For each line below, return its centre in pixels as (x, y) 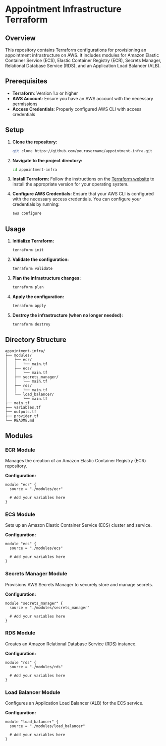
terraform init (28, 250)
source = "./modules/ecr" (36, 489)
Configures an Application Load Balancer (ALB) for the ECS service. (74, 703)
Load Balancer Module (33, 692)
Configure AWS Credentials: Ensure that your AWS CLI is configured (83, 194)
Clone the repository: (35, 142)
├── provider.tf (22, 416)
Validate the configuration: (41, 259)
